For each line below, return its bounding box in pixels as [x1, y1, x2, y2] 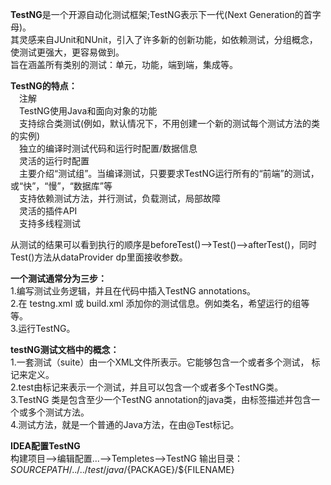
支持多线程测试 [18, 218, 81, 229]
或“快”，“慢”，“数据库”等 [10, 180, 113, 192]
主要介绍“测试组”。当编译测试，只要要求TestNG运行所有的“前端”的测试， [18, 168, 320, 179]
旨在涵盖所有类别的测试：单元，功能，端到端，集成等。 [10, 59, 238, 70]
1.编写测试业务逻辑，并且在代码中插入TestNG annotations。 [10, 285, 257, 297]
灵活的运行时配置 [18, 155, 90, 167]
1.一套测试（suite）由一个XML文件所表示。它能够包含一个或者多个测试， [10, 356, 310, 368]
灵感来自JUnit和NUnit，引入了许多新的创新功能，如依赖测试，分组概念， [18, 34, 318, 45]
